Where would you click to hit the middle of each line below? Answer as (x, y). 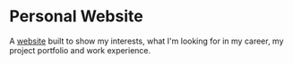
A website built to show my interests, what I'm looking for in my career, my (146, 41)
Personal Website (76, 16)
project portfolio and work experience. (80, 50)
